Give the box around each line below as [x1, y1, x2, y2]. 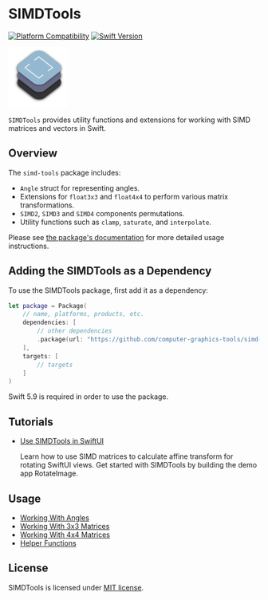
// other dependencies [37, 327, 112, 335]
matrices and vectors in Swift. [8, 123, 106, 132]
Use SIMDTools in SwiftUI [19, 436, 104, 446]
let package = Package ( [8, 302, 88, 310]
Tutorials [8, 415, 53, 428]
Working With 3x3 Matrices [19, 521, 110, 531]
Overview [8, 147, 58, 160]
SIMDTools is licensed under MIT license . [8, 582, 144, 592]
